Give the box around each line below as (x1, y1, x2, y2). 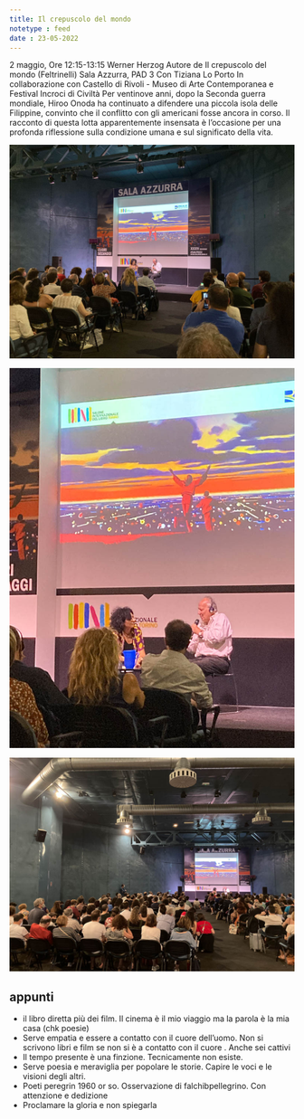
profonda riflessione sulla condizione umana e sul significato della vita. (9, 127, 274, 138)
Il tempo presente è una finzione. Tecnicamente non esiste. (22, 1052, 243, 1063)
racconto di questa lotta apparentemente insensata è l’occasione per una (9, 118, 282, 128)
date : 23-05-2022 (9, 33, 79, 43)
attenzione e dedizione (22, 1090, 109, 1101)
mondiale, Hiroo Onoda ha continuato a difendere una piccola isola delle (9, 98, 279, 109)
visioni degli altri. (22, 1071, 86, 1082)
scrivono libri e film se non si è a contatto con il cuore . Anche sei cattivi (22, 1042, 291, 1053)
